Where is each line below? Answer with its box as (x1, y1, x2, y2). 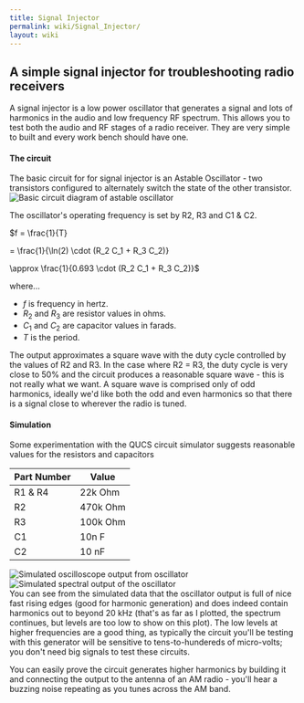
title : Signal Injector (9, 13, 100, 23)
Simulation (9, 419, 52, 430)
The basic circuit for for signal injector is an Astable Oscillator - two (9, 173, 263, 184)
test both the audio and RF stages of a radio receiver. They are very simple (9, 122, 290, 133)
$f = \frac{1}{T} (9, 227, 68, 238)
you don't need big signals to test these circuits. (9, 646, 190, 657)
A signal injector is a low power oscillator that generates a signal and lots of (9, 102, 294, 114)
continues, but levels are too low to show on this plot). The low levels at (9, 617, 278, 628)
